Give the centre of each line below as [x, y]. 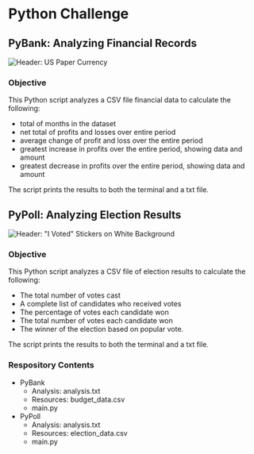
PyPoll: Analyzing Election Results [95, 215]
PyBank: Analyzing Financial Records [102, 43]
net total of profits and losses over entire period [98, 133]
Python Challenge [69, 14]
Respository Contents [52, 365]
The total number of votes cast [70, 295]
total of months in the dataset [68, 124]
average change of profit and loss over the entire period [111, 140]
